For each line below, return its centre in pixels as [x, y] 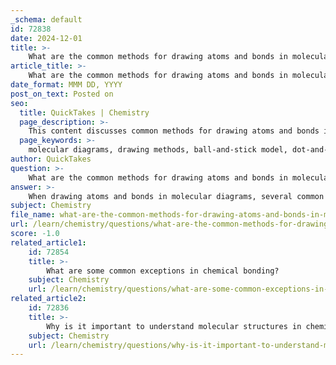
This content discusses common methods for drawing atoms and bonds [174, 131]
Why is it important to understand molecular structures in [174, 326]
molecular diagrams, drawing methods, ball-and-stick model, [158, 150]
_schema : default [46, 19]
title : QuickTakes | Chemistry [84, 112]
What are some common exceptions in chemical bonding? [163, 271]
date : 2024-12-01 [46, 38]
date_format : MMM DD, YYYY [66, 85]
